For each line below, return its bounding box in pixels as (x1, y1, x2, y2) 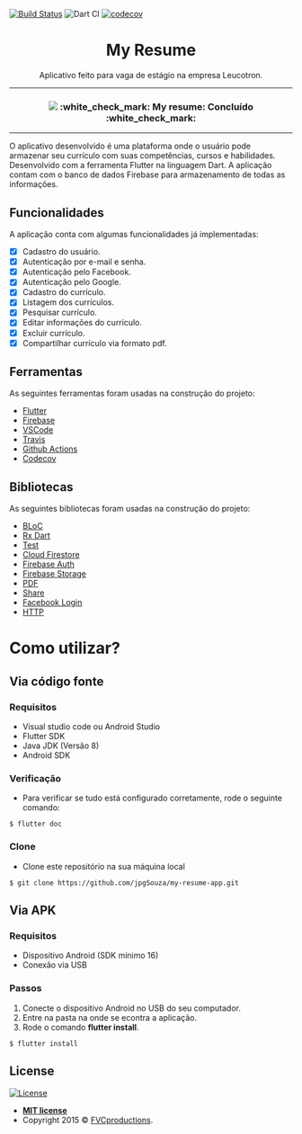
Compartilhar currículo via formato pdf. (22, 337, 168, 348)
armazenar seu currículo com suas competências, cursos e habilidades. (9, 150, 276, 161)
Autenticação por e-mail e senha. (22, 256, 147, 267)
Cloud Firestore (22, 549, 80, 560)
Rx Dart (22, 531, 51, 541)
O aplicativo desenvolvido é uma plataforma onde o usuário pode (9, 140, 252, 152)
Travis (22, 434, 46, 445)
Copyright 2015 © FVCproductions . (22, 1114, 154, 1125)
